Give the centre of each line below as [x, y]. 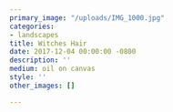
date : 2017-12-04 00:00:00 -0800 [73, 52]
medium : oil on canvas [52, 69]
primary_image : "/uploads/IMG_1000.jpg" [87, 18]
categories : [32, 26]
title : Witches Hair [49, 43]
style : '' [28, 77]
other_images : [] [42, 86]
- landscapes [34, 35]
